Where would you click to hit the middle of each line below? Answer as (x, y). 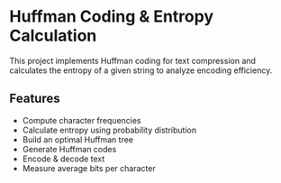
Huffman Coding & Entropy (112, 17)
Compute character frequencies (82, 120)
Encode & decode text (63, 159)
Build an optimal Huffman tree (77, 139)
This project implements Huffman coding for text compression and (133, 60)
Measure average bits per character (89, 168)
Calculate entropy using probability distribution (109, 130)
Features (35, 99)
